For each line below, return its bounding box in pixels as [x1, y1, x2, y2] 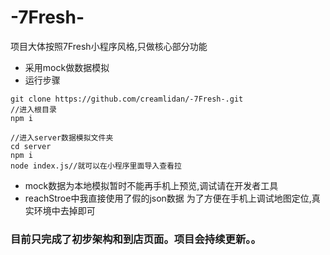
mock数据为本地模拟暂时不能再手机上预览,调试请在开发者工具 [24, 179, 279, 191]
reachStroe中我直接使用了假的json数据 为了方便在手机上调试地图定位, [24, 192, 312, 204]
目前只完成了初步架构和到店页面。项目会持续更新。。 [10, 232, 262, 246]
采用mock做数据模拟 [24, 61, 110, 73]
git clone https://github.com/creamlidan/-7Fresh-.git [10, 94, 244, 104]
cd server [10, 141, 52, 151]
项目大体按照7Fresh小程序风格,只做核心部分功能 [10, 40, 208, 52]
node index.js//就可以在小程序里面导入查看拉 [10, 161, 182, 171]
